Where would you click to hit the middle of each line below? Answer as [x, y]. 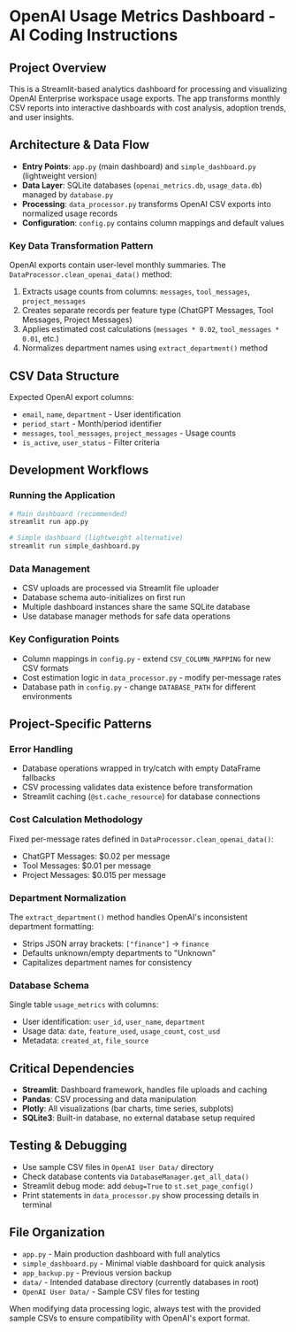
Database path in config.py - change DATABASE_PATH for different [139, 687]
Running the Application [62, 496]
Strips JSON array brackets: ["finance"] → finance [115, 943]
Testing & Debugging [68, 1146]
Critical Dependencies [72, 1068]
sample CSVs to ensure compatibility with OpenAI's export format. [129, 1318]
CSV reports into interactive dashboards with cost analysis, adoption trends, [148, 108]
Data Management [50, 569]
